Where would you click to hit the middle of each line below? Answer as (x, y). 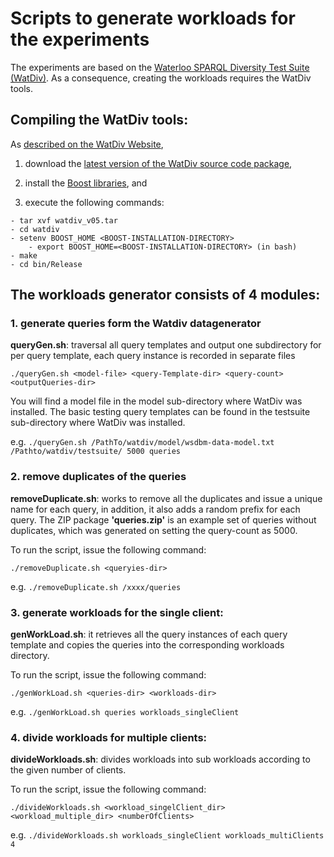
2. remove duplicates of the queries (98, 477)
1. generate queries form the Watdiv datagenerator (136, 324)
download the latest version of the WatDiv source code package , (158, 163)
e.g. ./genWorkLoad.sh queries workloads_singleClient (125, 712)
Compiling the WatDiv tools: (99, 120)
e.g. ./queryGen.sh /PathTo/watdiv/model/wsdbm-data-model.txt (142, 442)
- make (24, 255)
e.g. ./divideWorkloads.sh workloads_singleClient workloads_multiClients (167, 835)
